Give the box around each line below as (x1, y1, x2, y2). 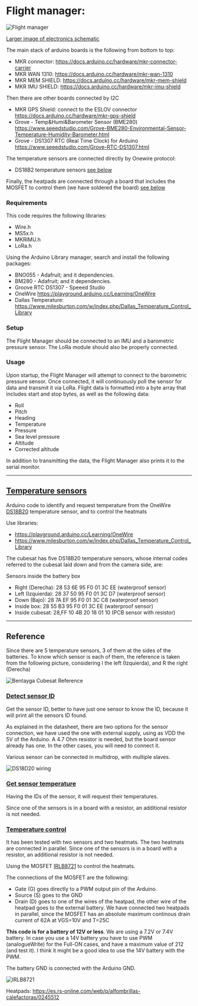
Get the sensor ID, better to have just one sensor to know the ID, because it (6, 705, 189, 712)
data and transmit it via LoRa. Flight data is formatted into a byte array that (6, 384, 187, 391)
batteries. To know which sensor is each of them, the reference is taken (6, 653, 180, 660)
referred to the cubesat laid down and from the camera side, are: (6, 561, 163, 568)
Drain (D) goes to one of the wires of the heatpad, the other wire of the (14, 898, 187, 905)
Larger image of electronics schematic (6, 35, 100, 42)
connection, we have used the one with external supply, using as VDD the (6, 729, 186, 737)
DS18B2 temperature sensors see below (14, 166, 113, 173)
